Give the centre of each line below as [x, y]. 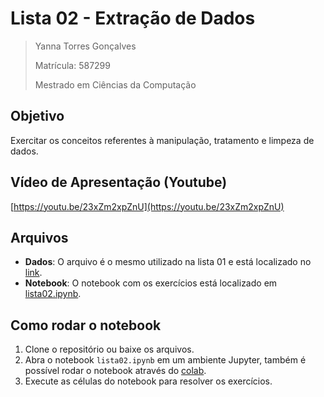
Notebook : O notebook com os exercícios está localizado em [151, 283]
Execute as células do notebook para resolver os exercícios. [148, 381]
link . [33, 273]
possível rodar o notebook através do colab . [115, 371]
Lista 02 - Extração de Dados [133, 18]
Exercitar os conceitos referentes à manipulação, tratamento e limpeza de [162, 140]
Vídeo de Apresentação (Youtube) [119, 182]
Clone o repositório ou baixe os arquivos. [109, 349]
